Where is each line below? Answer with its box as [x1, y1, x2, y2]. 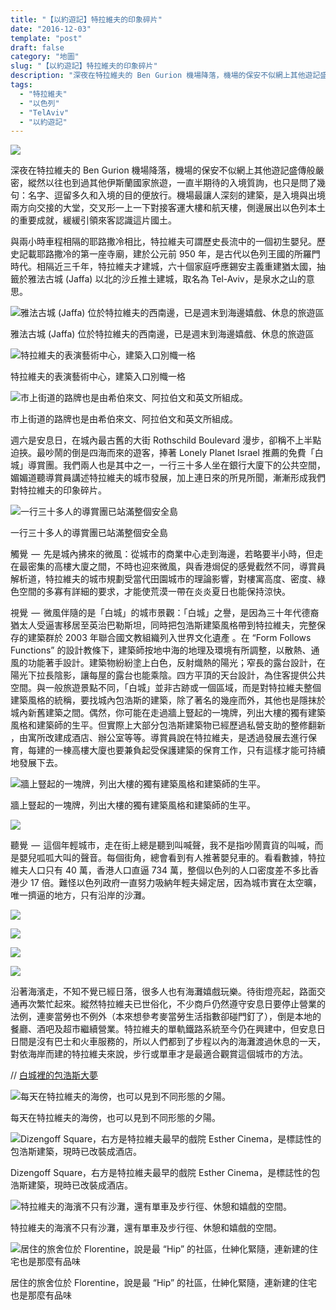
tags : [10, 80, 33, 90]
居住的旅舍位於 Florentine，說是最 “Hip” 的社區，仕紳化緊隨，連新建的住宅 [10, 1277, 318, 1289]
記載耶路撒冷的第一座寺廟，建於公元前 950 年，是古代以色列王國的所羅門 [18, 248, 321, 260]
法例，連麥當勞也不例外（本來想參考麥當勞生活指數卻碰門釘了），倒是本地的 [10, 1011, 322, 1023]
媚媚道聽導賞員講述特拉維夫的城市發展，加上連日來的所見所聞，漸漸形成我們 [10, 472, 326, 484]
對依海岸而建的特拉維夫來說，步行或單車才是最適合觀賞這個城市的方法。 [10, 1048, 308, 1060]
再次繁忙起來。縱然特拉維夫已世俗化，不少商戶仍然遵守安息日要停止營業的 [18, 998, 326, 1010]
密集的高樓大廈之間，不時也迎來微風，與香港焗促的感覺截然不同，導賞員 [27, 561, 326, 573]
